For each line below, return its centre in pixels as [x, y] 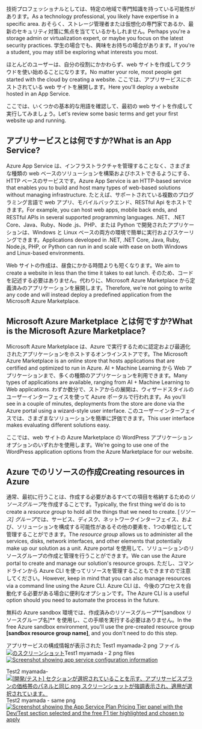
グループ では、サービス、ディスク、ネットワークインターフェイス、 [98, 519]
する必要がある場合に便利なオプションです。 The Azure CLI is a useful [103, 593]
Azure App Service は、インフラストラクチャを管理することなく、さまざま [99, 166]
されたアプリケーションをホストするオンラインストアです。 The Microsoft [97, 354]
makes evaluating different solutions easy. [58, 425]
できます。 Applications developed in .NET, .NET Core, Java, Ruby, [98, 240]
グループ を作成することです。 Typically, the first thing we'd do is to [104, 504]
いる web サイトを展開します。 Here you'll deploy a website [106, 87]
